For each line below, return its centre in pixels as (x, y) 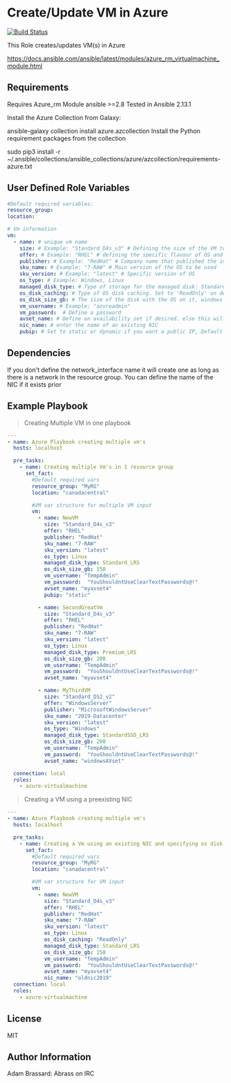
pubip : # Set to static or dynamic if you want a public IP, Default (121, 332)
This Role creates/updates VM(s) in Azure (66, 45)
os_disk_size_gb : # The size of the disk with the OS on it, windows (121, 299)
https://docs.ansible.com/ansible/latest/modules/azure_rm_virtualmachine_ (113, 58)
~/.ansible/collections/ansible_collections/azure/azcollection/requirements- (114, 159)
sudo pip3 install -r (34, 151)
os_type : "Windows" (71, 729)
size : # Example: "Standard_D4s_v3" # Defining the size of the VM (118, 248)
